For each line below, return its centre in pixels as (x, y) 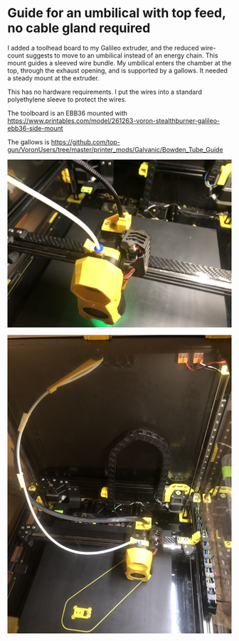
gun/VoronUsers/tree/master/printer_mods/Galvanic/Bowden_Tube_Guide (115, 149)
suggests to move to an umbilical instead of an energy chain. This (122, 55)
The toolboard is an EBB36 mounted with (68, 113)
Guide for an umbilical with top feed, (117, 13)
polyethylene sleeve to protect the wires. (67, 99)
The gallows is (28, 142)
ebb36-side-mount (35, 128)
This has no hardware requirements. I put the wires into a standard (105, 92)
